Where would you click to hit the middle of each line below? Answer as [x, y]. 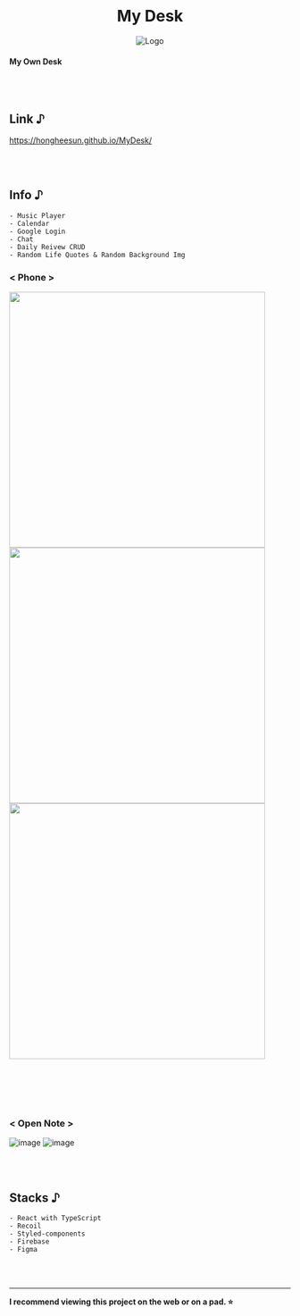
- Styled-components [48, 1234]
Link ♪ [27, 118]
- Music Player [37, 215]
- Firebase [29, 1242]
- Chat [21, 239]
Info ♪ [26, 195]
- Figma [24, 1250]
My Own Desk [36, 61]
